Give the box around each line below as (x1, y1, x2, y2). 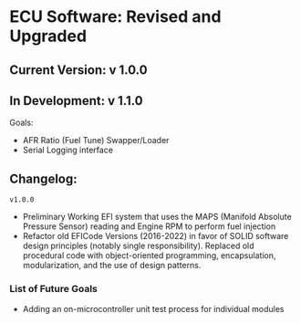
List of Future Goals (9, 283, 98, 296)
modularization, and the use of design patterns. (22, 260, 202, 271)
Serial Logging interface (22, 144, 114, 156)
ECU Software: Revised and (9, 6, 222, 27)
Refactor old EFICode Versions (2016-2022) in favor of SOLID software (22, 231, 289, 242)
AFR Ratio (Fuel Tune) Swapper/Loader (22, 135, 170, 146)
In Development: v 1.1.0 (9, 93, 143, 109)
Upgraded (9, 26, 88, 47)
